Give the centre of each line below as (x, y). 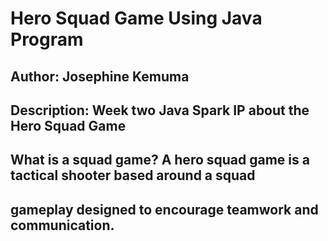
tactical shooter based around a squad (133, 175)
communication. (62, 225)
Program (47, 39)
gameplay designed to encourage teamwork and (164, 209)
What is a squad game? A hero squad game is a (160, 160)
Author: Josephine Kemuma (100, 76)
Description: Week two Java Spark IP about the (160, 110)
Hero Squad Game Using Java (136, 18)
